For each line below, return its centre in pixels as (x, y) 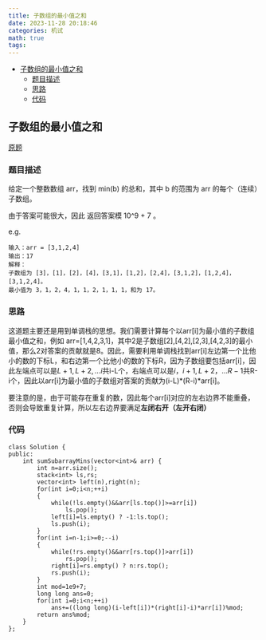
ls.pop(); (81, 510)
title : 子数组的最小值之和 (48, 16)
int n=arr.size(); (67, 468)
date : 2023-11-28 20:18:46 (53, 23)
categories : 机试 (36, 30)
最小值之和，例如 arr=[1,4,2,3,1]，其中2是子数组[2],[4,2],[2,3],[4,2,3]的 (123, 341)
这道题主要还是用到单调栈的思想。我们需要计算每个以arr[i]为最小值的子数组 (131, 330)
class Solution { (37, 447)
